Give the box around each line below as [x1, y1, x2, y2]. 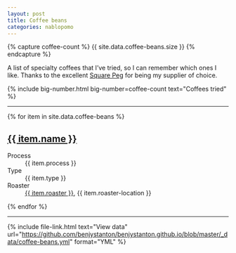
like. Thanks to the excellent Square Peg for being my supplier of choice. [7, 71, 218, 79]
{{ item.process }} [25, 159, 77, 167]
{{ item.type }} [25, 174, 67, 183]
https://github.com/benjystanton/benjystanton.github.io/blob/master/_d [21, 230, 228, 239]
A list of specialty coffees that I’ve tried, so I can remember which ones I [7, 64, 217, 72]
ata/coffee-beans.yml [7, 238, 70, 246]
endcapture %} [7, 50, 51, 58]
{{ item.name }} [7, 133, 77, 145]
